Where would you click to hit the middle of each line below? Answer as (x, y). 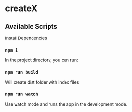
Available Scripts (31, 27)
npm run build (22, 72)
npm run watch (22, 94)
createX (21, 9)
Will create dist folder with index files (42, 82)
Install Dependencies (26, 38)
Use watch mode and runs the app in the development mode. (66, 104)
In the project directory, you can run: (41, 60)
